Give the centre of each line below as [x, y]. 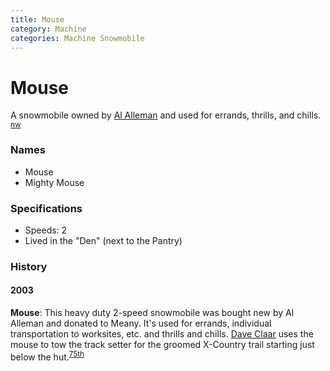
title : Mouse [37, 19]
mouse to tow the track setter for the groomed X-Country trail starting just [162, 345]
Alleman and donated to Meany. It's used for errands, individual [141, 323]
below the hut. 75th [47, 356]
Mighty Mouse [54, 182]
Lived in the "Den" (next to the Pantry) [103, 240]
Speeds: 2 [46, 230]
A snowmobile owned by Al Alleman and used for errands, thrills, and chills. [166, 115]
